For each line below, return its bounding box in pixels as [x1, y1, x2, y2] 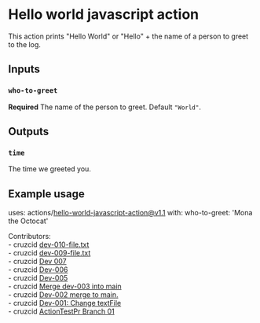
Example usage [8, 187, 85, 200]
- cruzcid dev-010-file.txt [8, 240, 90, 249]
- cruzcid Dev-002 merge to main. [8, 290, 119, 299]
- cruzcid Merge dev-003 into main [8, 281, 122, 292]
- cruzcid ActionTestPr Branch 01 [8, 306, 115, 316]
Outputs [8, 125, 49, 138]
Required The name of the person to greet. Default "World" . [8, 102, 202, 112]
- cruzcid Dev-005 [8, 273, 68, 283]
